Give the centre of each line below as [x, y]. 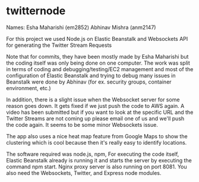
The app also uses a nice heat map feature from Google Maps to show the [97, 136]
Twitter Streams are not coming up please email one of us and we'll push [95, 118]
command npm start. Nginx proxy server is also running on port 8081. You [97, 167]
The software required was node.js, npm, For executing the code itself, [93, 154]
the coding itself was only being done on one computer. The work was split [98, 63]
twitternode [36, 11]
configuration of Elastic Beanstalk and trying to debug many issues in [91, 75]
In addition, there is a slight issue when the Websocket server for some [93, 100]
